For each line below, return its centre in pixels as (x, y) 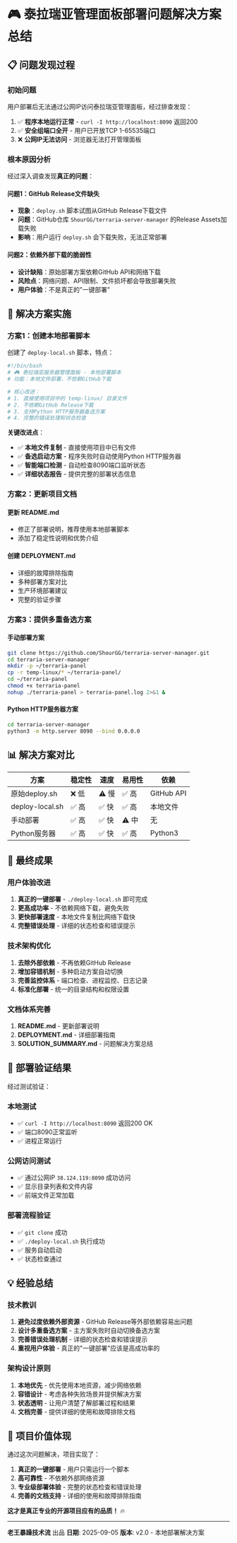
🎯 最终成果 (30, 861)
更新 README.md (34, 512)
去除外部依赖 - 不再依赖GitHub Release (74, 962)
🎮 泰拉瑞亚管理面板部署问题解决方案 (115, 14)
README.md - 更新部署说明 (59, 1025)
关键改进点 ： (26, 433)
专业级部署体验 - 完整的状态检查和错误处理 (80, 1487)
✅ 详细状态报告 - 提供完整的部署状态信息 (77, 474)
